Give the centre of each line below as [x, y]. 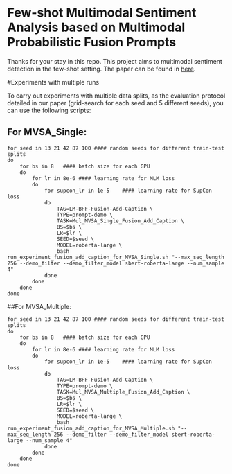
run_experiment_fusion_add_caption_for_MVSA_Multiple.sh [91, 428]
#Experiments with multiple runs [53, 82]
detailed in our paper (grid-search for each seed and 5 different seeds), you [115, 103]
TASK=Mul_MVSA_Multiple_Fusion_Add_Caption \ [123, 392]
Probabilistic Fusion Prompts [92, 42]
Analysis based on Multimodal [96, 27]
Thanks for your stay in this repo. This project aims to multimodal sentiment [115, 61]
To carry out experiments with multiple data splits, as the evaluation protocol [116, 96]
